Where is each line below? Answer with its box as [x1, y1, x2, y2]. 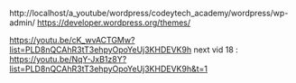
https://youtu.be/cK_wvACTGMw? [9, 35, 135, 45]
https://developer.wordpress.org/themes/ [37, 17, 191, 28]
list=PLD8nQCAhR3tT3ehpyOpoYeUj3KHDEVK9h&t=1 [9, 63, 208, 74]
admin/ [9, 17, 36, 28]
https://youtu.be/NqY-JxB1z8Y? [9, 54, 127, 64]
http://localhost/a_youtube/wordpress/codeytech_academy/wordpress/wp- [9, 8, 289, 18]
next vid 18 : [193, 44, 239, 55]
